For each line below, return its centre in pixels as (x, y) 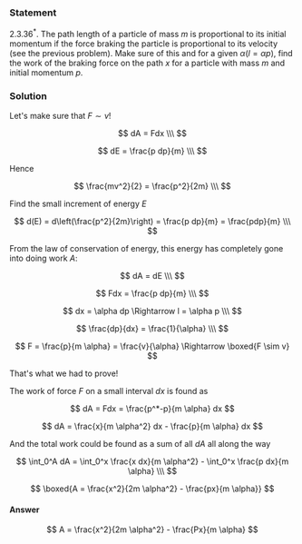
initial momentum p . (46, 72)
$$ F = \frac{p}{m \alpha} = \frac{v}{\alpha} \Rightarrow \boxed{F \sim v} (152, 346)
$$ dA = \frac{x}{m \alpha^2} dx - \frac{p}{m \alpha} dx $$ (152, 426)
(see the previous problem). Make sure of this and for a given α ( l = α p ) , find (151, 53)
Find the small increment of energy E (78, 204)
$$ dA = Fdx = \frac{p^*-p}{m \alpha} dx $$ (152, 409)
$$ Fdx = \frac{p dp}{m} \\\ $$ (152, 293)
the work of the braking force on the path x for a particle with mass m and (147, 63)
